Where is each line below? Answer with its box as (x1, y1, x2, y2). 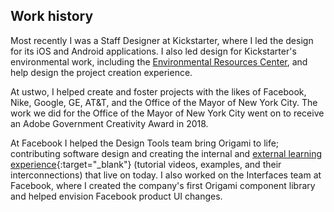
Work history (10, 8, 94, 25)
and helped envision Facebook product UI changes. (10, 190, 223, 202)
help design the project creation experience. (10, 66, 193, 78)
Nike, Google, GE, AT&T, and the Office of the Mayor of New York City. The (10, 96, 318, 108)
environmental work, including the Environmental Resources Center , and (10, 55, 308, 68)
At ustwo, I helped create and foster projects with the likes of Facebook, (10, 85, 307, 98)
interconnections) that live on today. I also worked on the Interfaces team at (10, 169, 322, 181)
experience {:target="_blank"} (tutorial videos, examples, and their (10, 158, 282, 170)
